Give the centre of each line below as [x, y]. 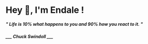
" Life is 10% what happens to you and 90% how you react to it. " [74, 24]
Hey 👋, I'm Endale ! [45, 10]
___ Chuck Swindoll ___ [30, 37]
